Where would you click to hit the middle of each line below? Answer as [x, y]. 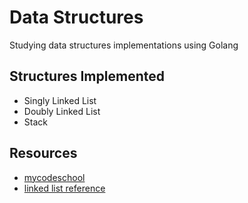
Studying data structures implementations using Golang [124, 45]
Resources [43, 153]
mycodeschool [54, 177]
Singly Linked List [60, 100]
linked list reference [64, 188]
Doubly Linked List [62, 111]
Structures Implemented [87, 76]
